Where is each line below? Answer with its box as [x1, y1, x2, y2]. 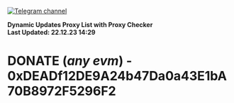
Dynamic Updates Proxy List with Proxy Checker [7, 21, 153, 28]
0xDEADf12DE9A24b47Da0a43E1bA [7, 68, 227, 85]
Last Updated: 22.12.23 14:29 [7, 28, 96, 36]
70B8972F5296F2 [7, 83, 116, 99]
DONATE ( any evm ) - [7, 53, 133, 69]
